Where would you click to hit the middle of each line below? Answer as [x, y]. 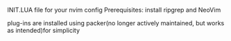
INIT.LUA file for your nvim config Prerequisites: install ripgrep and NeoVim [114, 10]
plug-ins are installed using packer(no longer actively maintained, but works [116, 23]
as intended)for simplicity [44, 30]
